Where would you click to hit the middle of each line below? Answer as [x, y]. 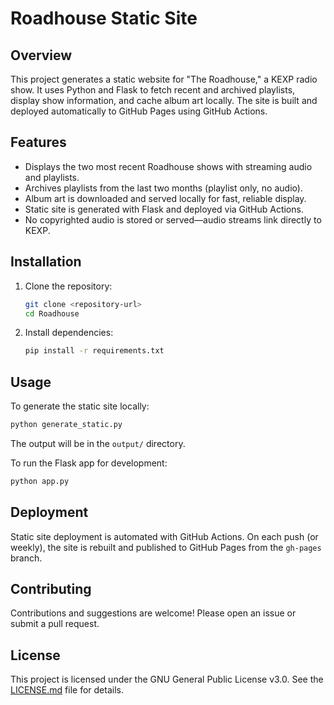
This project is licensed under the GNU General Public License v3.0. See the [167, 679]
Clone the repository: [68, 286]
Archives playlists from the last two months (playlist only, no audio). [163, 188]
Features [38, 142]
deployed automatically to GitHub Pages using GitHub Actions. [139, 111]
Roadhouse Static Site [104, 18]
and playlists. [52, 177]
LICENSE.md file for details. [67, 690]
